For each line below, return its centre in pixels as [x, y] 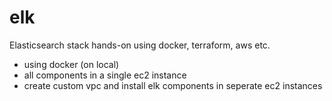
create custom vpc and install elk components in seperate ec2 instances [173, 85]
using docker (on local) [71, 64]
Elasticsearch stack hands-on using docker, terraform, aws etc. [140, 45]
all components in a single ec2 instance [105, 75]
